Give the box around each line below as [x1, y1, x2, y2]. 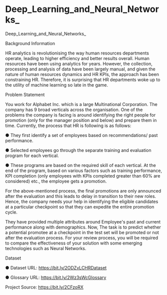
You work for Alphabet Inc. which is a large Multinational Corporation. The [5, 101, 157, 107]
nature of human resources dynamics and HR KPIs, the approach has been [5, 71, 159, 77]
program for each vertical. [5, 152, 59, 158]
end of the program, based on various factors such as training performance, [5, 167, 162, 173]
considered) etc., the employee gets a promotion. [5, 178, 107, 184]
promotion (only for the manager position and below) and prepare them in [5, 117, 157, 123]
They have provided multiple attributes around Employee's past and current [5, 218, 161, 224]
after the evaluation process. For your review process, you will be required [5, 234, 158, 240]
